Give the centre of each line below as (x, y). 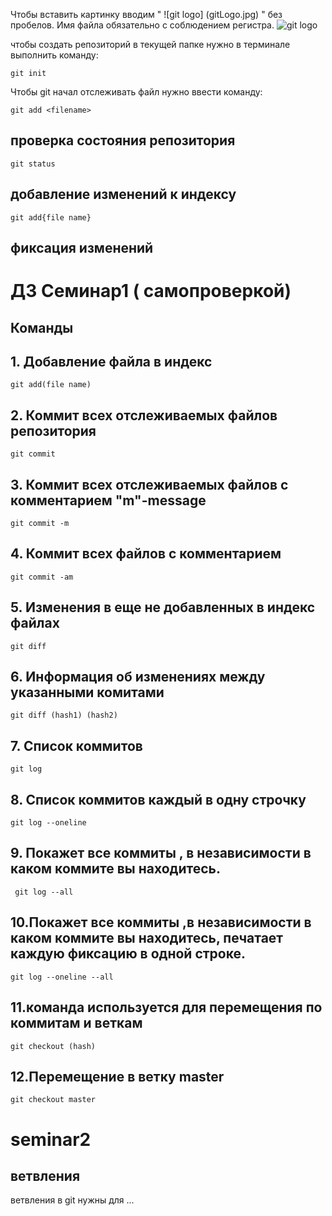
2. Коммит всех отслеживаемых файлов (144, 415)
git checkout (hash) (53, 1046)
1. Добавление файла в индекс (111, 361)
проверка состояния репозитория (123, 140)
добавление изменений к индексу (123, 194)
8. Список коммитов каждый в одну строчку (158, 799)
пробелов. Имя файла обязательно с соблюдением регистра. (142, 25)
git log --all (44, 892)
